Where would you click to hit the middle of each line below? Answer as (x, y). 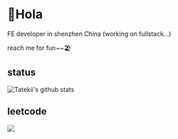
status (22, 73)
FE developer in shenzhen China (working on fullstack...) (89, 34)
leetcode (27, 112)
